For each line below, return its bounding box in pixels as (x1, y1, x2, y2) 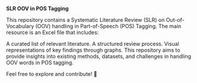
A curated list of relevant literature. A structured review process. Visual (6, 41, 179, 47)
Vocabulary (6, 23, 34, 29)
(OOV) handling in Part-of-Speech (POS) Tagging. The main (35, 23, 182, 29)
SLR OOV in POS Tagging (6, 5, 69, 12)
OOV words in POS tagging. (6, 59, 74, 66)
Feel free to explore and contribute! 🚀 (6, 71, 97, 77)
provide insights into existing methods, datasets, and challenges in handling (6, 53, 192, 59)
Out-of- (166, 16, 185, 23)
